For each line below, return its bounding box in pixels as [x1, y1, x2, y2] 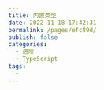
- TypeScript [15, 56, 58, 63]
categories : [8, 41, 47, 49]
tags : [8, 63, 26, 70]
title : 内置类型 [8, 11, 57, 20]
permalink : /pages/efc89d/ [8, 26, 97, 34]
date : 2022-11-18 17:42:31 [8, 19, 97, 27]
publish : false [8, 33, 58, 41]
